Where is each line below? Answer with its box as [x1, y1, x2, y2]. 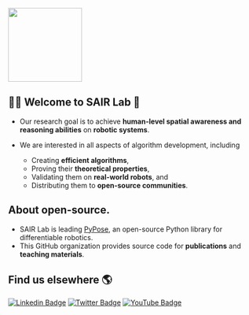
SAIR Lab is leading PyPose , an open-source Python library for [19, 224, 222, 234]
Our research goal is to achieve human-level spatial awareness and [19, 117, 242, 126]
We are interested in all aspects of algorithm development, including [19, 140, 240, 150]
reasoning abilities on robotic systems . [19, 124, 150, 134]
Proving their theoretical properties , [31, 164, 150, 173]
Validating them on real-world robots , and [31, 172, 169, 181]
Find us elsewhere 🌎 [8, 273, 112, 287]
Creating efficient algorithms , [31, 155, 130, 165]
